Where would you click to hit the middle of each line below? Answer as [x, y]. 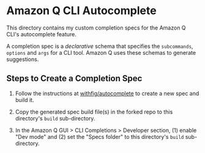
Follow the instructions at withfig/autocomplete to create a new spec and [107, 93]
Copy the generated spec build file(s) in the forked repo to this [94, 112]
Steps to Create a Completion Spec [74, 78]
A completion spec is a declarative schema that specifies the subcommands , [100, 46]
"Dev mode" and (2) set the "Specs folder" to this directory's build [99, 136]
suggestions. [23, 59]
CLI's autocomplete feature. [41, 34]
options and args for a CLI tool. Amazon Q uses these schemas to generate [101, 52]
